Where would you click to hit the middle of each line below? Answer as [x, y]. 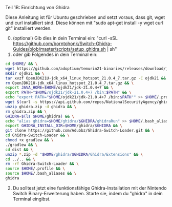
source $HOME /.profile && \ [35, 169]
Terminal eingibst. [31, 199]
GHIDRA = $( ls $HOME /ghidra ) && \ [40, 116]
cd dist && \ [19, 150]
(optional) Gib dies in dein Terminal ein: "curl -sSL [65, 38]
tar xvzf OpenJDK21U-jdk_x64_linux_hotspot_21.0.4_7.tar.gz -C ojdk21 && [86, 78]
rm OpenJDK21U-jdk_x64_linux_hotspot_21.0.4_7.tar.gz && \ [70, 83]
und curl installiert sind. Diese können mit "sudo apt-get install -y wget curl [84, 23]
